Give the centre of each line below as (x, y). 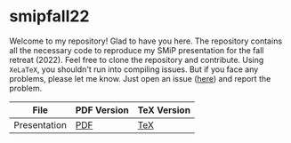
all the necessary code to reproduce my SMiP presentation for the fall (137, 50)
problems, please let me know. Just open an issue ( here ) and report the (140, 78)
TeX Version (164, 110)
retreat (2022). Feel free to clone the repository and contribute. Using (137, 60)
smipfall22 (49, 16)
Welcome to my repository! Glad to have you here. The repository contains (146, 41)
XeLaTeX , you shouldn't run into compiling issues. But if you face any (134, 69)
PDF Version (102, 110)
